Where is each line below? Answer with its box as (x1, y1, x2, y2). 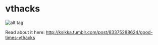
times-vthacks (5, 34, 35, 40)
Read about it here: (5, 29, 45, 35)
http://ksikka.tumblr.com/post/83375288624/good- (45, 29, 153, 35)
